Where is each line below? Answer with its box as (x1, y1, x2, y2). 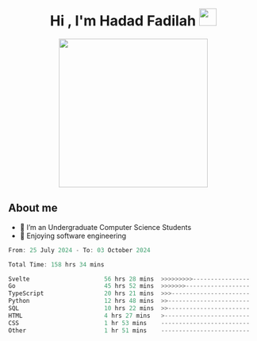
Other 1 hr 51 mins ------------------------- (8, 326, 250, 335)
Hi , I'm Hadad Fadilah (50, 12, 197, 30)
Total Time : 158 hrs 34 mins (8, 260, 105, 269)
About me (8, 201, 58, 215)
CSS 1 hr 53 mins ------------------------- (8, 319, 250, 327)
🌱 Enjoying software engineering (19, 231, 127, 240)
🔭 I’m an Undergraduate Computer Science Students (19, 222, 192, 232)
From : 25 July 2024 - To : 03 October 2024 (8, 246, 151, 254)
